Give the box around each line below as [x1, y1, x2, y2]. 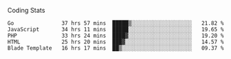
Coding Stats [7, 6, 45, 14]
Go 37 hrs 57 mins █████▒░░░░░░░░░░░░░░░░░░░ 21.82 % [7, 20, 224, 27]
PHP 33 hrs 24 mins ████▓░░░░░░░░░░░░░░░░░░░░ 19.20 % [7, 32, 224, 39]
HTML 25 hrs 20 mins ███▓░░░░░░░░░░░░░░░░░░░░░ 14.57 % [7, 38, 224, 45]
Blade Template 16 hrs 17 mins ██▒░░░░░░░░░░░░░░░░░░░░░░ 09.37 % [7, 45, 224, 52]
